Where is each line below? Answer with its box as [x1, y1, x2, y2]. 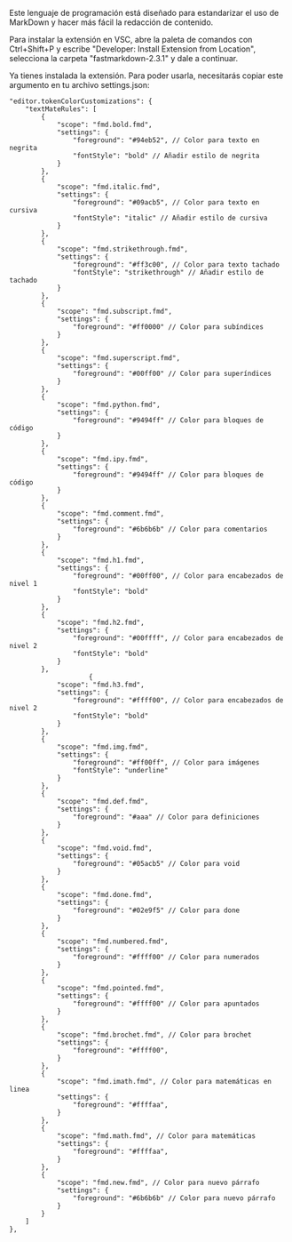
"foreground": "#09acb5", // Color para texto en [72, 198, 260, 207]
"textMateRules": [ [25, 105, 98, 114]
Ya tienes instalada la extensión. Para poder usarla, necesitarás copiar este [9, 70, 284, 81]
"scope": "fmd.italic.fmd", [56, 182, 162, 191]
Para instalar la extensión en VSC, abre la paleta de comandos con [9, 35, 253, 44]
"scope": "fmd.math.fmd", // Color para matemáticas [56, 1132, 256, 1141]
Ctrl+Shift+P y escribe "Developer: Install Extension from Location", [9, 44, 256, 54]
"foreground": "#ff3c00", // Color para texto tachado [72, 260, 280, 269]
